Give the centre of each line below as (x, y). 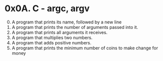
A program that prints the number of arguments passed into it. (75, 27)
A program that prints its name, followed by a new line (67, 22)
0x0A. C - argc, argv (47, 9)
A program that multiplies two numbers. (52, 38)
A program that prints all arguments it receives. (60, 32)
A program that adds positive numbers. (52, 42)
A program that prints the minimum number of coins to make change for (85, 48)
